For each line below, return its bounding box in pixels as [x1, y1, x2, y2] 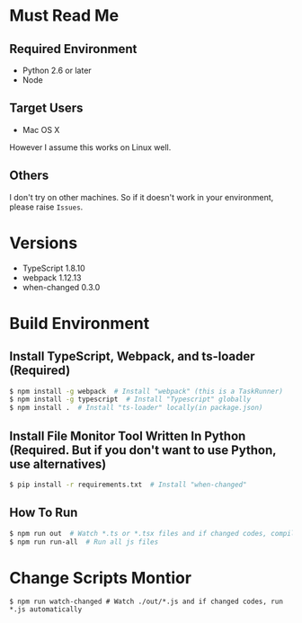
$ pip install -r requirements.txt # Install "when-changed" [9, 480, 247, 489]
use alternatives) [9, 456, 107, 472]
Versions [9, 233, 78, 253]
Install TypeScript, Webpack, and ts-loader [9, 349, 255, 364]
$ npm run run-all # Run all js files [9, 537, 159, 547]
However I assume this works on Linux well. [9, 141, 172, 153]
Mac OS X [22, 124, 60, 135]
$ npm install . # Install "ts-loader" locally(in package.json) [9, 404, 263, 413]
